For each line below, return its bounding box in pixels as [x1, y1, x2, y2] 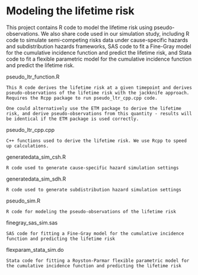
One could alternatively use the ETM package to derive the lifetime [6, 105, 182, 111]
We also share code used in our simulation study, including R [40, 30, 190, 37]
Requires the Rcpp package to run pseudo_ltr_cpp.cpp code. [6, 95, 158, 101]
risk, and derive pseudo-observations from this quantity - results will [6, 110, 193, 116]
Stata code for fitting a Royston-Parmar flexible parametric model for [6, 257, 190, 264]
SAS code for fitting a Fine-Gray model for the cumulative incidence [6, 230, 184, 236]
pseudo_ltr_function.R [6, 73, 60, 80]
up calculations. [6, 143, 49, 149]
